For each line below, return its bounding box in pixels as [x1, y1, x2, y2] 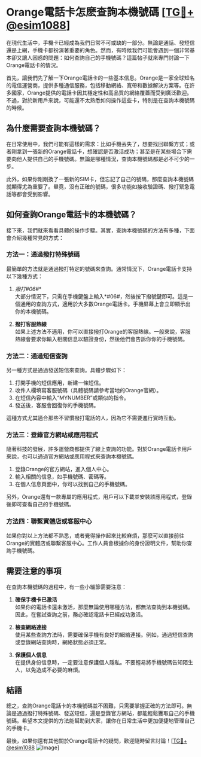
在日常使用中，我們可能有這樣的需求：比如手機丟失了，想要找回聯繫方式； [6, 140, 190, 147]
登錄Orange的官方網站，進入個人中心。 [14, 466, 112, 473]
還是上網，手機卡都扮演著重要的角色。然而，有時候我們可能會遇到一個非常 [6, 46, 190, 54]
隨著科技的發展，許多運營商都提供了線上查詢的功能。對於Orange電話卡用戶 [6, 445, 193, 453]
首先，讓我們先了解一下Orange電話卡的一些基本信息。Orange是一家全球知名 [6, 74, 195, 81]
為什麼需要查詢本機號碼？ [6, 123, 100, 133]
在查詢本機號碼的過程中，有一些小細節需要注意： [6, 583, 127, 590]
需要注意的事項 [6, 566, 62, 576]
